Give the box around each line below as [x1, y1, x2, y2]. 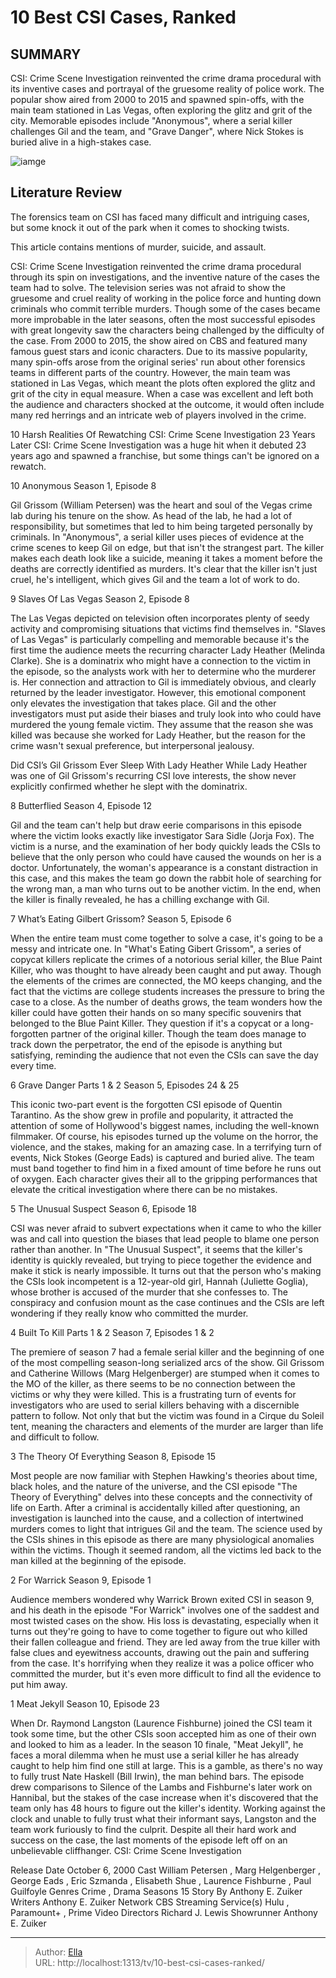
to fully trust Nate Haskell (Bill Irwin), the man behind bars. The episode [10, 1770, 305, 1782]
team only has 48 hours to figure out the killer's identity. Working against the [10, 1802, 326, 1814]
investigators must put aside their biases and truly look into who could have [10, 707, 322, 720]
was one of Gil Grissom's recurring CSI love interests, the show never [10, 769, 297, 781]
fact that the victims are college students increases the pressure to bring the [10, 985, 326, 997]
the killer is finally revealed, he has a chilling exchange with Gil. [10, 893, 270, 905]
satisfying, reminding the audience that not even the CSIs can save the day [10, 1049, 319, 1061]
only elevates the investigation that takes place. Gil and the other [10, 697, 277, 709]
